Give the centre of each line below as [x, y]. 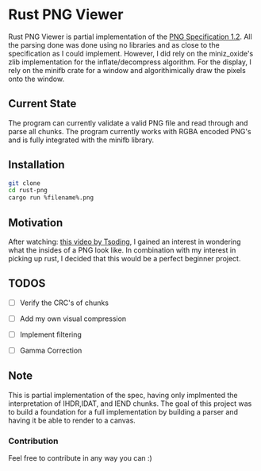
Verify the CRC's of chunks [64, 303]
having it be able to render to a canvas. [72, 420]
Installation [36, 165]
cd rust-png [28, 191]
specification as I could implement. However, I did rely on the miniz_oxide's [131, 53]
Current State [42, 104]
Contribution [33, 441]
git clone [25, 183]
